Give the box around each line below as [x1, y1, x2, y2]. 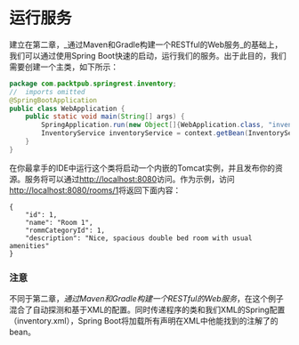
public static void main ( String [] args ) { [25, 112, 185, 121]
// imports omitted [9, 87, 86, 96]
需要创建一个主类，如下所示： [9, 61, 118, 72]
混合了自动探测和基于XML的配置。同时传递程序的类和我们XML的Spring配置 [9, 304, 286, 316]
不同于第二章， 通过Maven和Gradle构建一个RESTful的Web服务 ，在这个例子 [9, 293, 285, 304]
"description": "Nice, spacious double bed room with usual [25, 233, 253, 243]
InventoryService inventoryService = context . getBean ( [41, 129, 249, 138]
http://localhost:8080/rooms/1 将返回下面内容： [9, 184, 182, 196]
